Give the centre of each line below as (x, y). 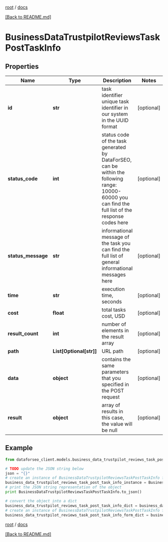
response (113, 216)
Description (117, 81)
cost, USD (113, 316)
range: (109, 185)
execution (113, 289)
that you (111, 378)
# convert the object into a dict (41, 501)
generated (114, 147)
